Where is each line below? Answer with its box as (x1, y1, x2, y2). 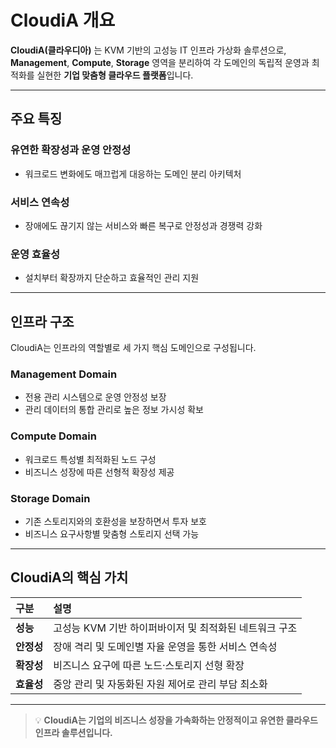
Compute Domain (10, 429, 97, 443)
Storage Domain (10, 491, 91, 505)
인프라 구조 (10, 313, 75, 330)
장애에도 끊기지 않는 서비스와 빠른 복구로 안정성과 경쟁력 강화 (24, 219, 263, 231)
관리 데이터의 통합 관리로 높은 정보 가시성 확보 (24, 404, 204, 416)
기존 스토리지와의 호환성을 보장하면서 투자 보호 (24, 515, 207, 527)
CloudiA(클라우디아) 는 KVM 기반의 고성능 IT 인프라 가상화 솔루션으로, (10, 44, 287, 56)
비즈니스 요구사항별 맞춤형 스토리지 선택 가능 (24, 527, 200, 540)
